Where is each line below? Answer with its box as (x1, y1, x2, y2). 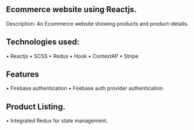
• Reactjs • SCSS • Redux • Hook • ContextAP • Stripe (6, 52, 138, 59)
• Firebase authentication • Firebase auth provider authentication (6, 85, 164, 92)
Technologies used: (6, 37, 80, 47)
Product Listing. (6, 101, 65, 111)
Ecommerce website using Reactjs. (6, 5, 137, 15)
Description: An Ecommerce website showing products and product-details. (6, 20, 189, 27)
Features (6, 69, 39, 79)
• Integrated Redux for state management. (6, 117, 108, 124)
